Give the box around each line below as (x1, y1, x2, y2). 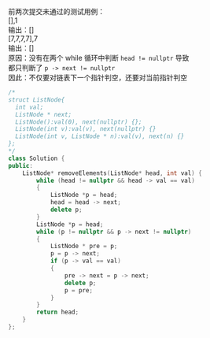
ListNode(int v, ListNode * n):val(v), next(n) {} (15, 132, 185, 140)
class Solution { (8, 154, 65, 162)
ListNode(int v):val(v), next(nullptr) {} (15, 125, 157, 133)
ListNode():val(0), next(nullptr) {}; (15, 117, 143, 126)
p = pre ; (64, 286, 93, 294)
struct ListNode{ (8, 95, 65, 104)
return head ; (36, 308, 79, 317)
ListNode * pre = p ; (50, 243, 118, 251)
